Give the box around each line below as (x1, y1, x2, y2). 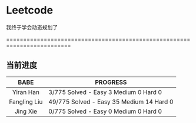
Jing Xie (14, 107, 37, 115)
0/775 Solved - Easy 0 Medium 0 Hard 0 (48, 107, 162, 115)
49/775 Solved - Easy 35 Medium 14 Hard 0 (48, 98, 174, 106)
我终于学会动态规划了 (6, 24, 58, 31)
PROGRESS (95, 78, 127, 86)
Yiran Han (12, 88, 40, 96)
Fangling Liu (9, 98, 43, 106)
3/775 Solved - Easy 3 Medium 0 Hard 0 (48, 88, 162, 96)
